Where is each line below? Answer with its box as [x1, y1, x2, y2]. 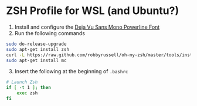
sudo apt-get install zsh [6, 46, 69, 52]
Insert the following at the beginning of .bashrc [14, 68, 128, 75]
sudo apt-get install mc [6, 57, 67, 63]
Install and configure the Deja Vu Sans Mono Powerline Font [14, 23, 160, 30]
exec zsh [16, 90, 38, 96]
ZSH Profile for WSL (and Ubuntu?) [6, 4, 179, 18]
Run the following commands [14, 29, 85, 36]
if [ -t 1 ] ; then [6, 85, 51, 91]
